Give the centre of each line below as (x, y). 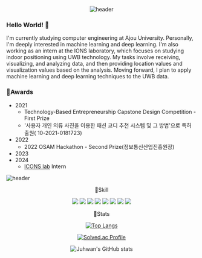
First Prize (37, 118)
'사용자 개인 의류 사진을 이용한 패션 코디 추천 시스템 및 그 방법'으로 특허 (108, 125)
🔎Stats (102, 213)
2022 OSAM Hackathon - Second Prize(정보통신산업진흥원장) (99, 146)
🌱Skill (102, 189)
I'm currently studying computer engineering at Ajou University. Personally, (100, 38)
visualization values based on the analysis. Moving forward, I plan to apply (99, 70)
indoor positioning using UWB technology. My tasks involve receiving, (93, 57)
